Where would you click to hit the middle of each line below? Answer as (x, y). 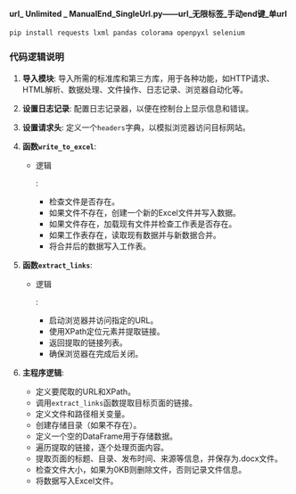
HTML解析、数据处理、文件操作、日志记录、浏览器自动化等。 (135, 89)
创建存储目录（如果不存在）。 (88, 424)
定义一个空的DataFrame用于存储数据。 (107, 436)
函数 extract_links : (57, 265)
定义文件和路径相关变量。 (82, 414)
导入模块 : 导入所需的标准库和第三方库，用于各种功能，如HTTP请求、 (148, 78)
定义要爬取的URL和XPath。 (86, 391)
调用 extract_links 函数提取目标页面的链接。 (116, 402)
